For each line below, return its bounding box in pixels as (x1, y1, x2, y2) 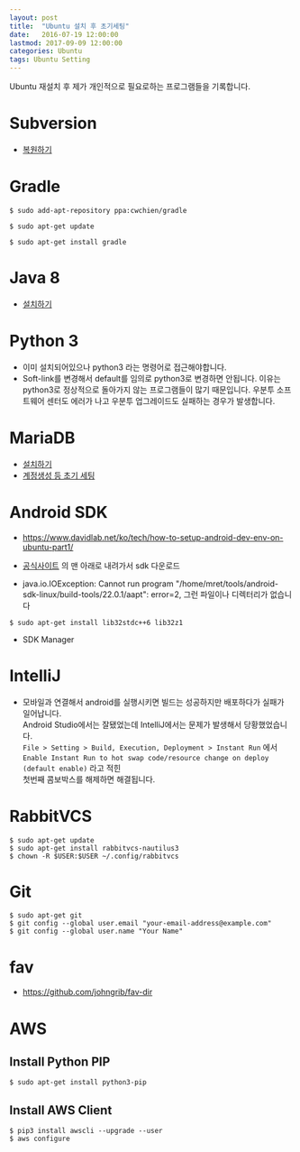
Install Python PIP (9, 1054, 111, 1069)
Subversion (9, 114, 97, 134)
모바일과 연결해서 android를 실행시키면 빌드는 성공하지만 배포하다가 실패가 (22, 696, 285, 707)
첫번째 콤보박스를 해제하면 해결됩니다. (22, 773, 156, 785)
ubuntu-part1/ (22, 541, 74, 552)
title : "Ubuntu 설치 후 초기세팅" (9, 22, 130, 31)
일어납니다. (22, 707, 62, 718)
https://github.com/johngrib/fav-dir (22, 987, 153, 998)
